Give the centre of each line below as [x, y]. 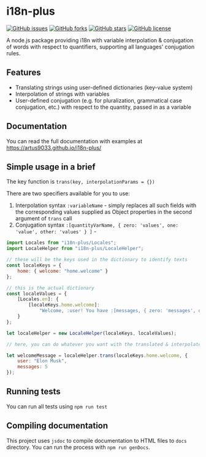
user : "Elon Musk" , [42, 361]
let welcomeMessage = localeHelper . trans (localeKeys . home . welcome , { [97, 355]
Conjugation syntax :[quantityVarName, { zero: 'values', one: [97, 225]
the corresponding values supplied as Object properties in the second [103, 212]
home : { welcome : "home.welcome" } [63, 271]
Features [24, 73]
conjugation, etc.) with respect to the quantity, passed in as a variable [103, 107]
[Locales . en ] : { [38, 299]
